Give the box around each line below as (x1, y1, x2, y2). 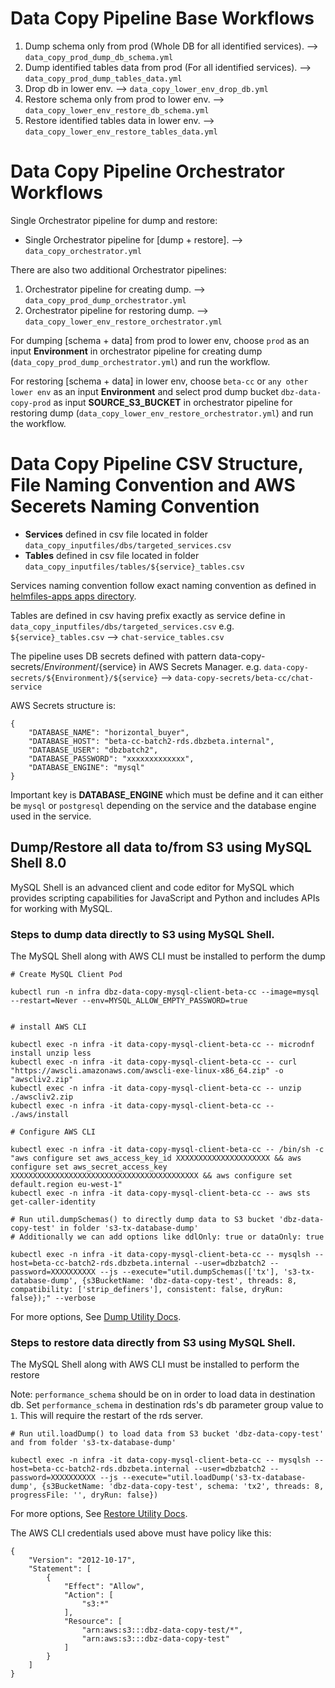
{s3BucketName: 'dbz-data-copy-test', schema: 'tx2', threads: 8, (41, 1482, 325, 1492)
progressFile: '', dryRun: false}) (10, 1490, 159, 1501)
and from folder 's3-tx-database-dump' (10, 1438, 177, 1448)
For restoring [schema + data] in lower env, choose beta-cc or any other (10, 375, 309, 387)
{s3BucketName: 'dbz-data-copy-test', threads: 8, (81, 1275, 298, 1286)
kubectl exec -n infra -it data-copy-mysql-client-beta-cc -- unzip (10, 1083, 302, 1093)
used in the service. (10, 810, 92, 822)
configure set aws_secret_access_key (10, 1162, 168, 1172)
